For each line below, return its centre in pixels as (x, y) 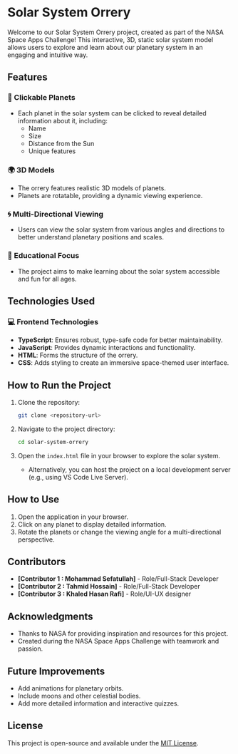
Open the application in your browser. (73, 517)
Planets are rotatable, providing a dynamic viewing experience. (110, 195)
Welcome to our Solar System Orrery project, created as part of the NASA (116, 32)
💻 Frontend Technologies (53, 321)
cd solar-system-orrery (53, 442)
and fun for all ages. (47, 279)
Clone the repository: (49, 403)
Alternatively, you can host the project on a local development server (129, 469)
